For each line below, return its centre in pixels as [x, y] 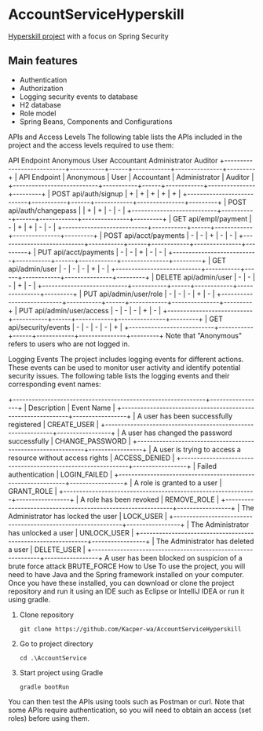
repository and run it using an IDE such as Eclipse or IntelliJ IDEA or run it [126, 591]
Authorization [42, 88]
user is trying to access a [200, 449]
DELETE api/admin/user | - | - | [205, 277]
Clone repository [47, 615]
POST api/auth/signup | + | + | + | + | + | [117, 193]
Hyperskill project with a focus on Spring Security [88, 36]
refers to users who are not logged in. [69, 344]
